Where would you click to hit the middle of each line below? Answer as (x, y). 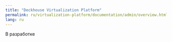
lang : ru (15, 19)
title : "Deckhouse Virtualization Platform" (53, 10)
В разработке (20, 34)
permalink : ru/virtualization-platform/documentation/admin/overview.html (87, 15)
